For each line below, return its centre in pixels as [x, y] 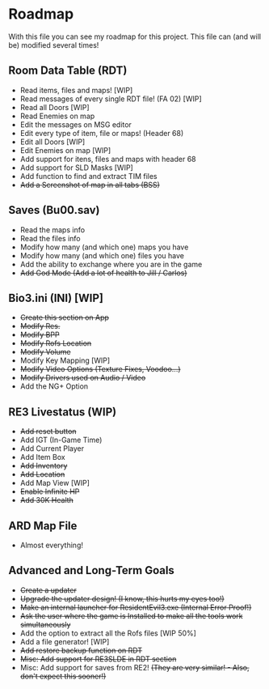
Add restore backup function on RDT [81, 650]
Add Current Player [52, 449]
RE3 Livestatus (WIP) [63, 412]
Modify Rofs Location [56, 343]
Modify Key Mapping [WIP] [65, 360]
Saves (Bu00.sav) [54, 210]
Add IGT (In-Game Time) [61, 440]
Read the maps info [53, 230]
